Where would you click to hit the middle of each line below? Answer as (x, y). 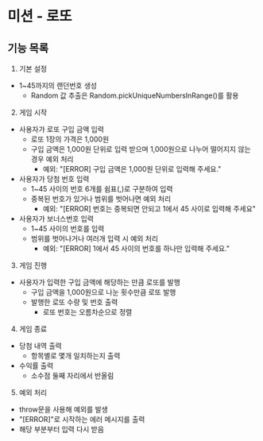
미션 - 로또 (40, 16)
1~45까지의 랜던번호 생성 (58, 85)
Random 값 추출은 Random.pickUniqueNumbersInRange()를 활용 (135, 95)
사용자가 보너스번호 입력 (56, 219)
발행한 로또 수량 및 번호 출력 (74, 302)
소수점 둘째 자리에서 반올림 (72, 375)
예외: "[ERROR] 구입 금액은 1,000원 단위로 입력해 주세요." (132, 169)
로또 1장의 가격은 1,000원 (70, 139)
